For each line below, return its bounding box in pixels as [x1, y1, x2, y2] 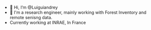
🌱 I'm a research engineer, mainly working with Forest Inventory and [9, 10, 147, 15]
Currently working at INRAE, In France [9, 20, 86, 25]
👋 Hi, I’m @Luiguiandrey [9, 5, 58, 10]
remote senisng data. [9, 15, 53, 20]
